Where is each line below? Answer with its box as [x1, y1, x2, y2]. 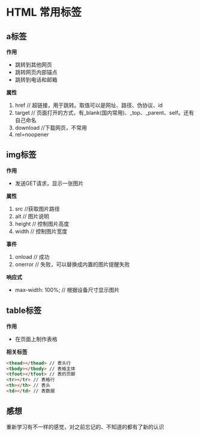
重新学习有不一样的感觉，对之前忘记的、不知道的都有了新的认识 [6, 423, 164, 430]
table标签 [6, 306, 42, 316]
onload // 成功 [14, 253, 50, 260]
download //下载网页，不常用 [14, 124, 87, 131]
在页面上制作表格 [14, 335, 58, 342]
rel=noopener [14, 131, 49, 138]
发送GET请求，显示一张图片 [14, 180, 84, 187]
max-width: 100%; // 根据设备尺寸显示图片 [14, 286, 120, 293]
